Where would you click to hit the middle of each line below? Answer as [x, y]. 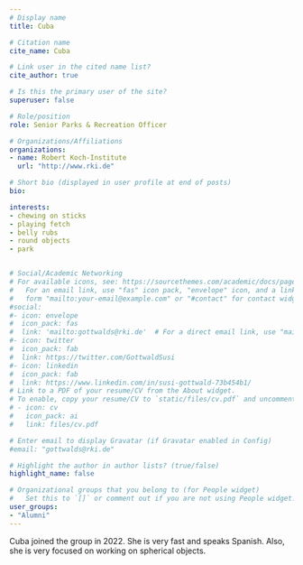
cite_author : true [44, 76]
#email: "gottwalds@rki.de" [62, 449]
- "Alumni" [30, 515]
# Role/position [40, 116]
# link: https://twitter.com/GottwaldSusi [92, 357]
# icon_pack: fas [44, 324]
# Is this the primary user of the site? [88, 92]
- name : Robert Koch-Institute [68, 158]
